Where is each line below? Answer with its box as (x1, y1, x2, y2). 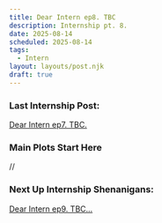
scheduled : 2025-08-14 (9, 37, 92, 47)
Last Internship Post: (9, 99, 100, 111)
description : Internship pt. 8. (9, 21, 128, 30)
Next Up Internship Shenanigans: (9, 183, 154, 196)
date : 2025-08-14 (9, 29, 73, 38)
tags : (9, 46, 29, 55)
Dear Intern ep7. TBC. (9, 120, 88, 130)
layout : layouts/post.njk (9, 63, 104, 71)
